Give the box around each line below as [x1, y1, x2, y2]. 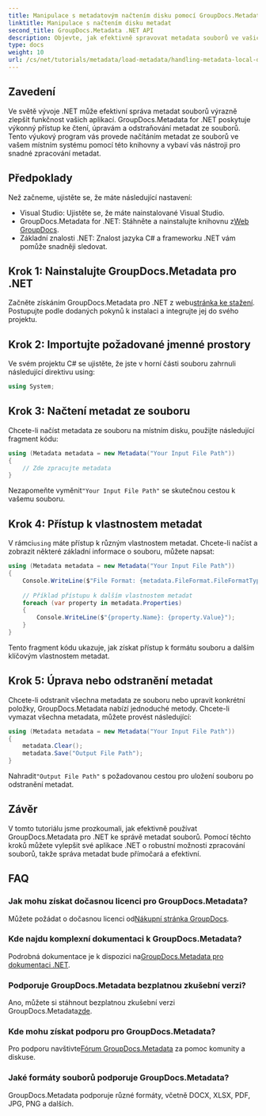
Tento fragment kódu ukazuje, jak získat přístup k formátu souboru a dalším [8, 642, 255, 652]
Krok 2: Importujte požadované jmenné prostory [8, 338, 251, 351]
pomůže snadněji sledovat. [19, 241, 108, 251]
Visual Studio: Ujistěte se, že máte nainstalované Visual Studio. [19, 208, 225, 217]
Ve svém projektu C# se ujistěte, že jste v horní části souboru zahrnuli [8, 359, 236, 369]
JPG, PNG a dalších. [8, 1099, 74, 1108]
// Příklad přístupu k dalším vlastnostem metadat [22, 592, 193, 600]
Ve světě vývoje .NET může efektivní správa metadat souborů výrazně [8, 106, 237, 116]
